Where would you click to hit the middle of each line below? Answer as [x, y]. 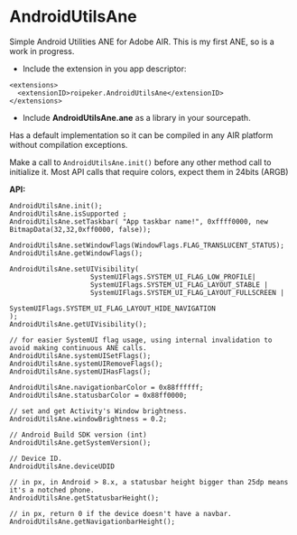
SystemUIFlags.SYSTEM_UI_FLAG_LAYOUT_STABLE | [179, 285]
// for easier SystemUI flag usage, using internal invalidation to [141, 340]
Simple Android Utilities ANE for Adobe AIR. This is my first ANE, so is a [142, 42]
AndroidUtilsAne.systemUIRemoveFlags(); [87, 364]
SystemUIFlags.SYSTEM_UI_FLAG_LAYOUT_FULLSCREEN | [187, 292]
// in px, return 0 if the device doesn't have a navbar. [121, 513]
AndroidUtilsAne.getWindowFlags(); [76, 253]
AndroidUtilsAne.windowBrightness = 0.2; [88, 419]
